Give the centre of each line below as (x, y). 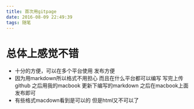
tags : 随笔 (19, 22)
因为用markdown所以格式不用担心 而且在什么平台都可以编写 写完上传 (99, 78)
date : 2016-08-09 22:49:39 (39, 17)
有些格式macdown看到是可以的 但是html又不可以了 (77, 100)
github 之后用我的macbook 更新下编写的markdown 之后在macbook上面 (102, 85)
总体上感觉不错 (43, 53)
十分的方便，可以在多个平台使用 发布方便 (65, 71)
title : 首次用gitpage (31, 11)
